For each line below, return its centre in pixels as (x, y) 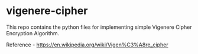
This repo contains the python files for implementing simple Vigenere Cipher (99, 27)
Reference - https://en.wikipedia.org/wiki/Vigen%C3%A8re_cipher (87, 45)
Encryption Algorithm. (33, 33)
